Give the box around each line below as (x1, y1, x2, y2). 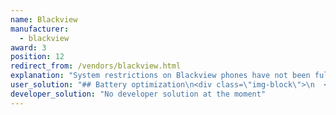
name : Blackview (10, 14, 78, 25)
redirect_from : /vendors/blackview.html (10, 61, 182, 71)
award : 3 (10, 42, 47, 53)
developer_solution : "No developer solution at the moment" (10, 89, 267, 99)
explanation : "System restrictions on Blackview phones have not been (10, 71, 311, 81)
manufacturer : (10, 24, 70, 34)
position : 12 (10, 52, 65, 62)
